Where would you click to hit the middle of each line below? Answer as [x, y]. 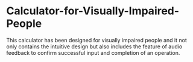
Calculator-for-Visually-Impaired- [93, 11]
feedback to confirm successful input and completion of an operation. [93, 52]
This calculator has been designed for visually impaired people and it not [96, 40]
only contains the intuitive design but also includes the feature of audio [94, 46]
